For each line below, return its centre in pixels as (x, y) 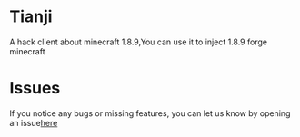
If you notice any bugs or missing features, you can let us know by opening (150, 113)
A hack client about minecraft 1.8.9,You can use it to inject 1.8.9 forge (139, 42)
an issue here (34, 122)
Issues (35, 88)
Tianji (31, 17)
